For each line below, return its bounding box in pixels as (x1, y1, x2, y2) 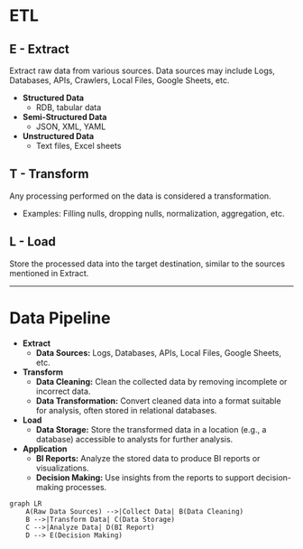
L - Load (9, 234, 57, 249)
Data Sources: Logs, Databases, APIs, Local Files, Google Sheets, (35, 347, 282, 358)
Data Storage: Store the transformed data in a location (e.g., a (35, 423, 267, 434)
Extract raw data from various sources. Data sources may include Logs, (9, 65, 275, 76)
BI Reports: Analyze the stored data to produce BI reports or (35, 452, 261, 463)
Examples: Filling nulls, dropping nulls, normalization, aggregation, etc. (22, 208, 285, 219)
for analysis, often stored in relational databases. (35, 405, 217, 415)
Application (22, 443, 68, 454)
